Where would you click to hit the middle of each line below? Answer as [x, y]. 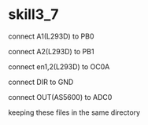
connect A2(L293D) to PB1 [51, 51]
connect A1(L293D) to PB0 [51, 36]
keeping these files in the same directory [74, 112]
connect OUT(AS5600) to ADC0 [60, 97]
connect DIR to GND [41, 82]
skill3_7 [33, 15]
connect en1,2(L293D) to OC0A [59, 66]
